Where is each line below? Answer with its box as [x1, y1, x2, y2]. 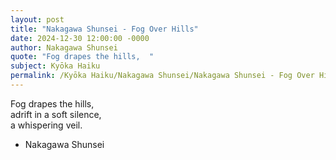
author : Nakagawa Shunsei [10, 42, 118, 53]
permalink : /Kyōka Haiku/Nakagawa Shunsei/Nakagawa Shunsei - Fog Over [10, 71, 315, 81]
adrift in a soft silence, [10, 108, 102, 120]
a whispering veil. [10, 119, 83, 131]
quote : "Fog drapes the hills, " [10, 52, 155, 62]
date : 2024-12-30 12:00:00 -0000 [10, 33, 150, 43]
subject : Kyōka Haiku [10, 61, 101, 71]
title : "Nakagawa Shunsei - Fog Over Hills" [10, 24, 199, 34]
